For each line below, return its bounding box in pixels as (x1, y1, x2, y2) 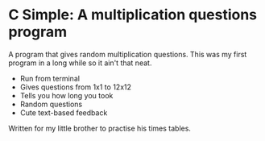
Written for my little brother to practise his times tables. (8, 123, 192, 133)
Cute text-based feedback (19, 107, 108, 118)
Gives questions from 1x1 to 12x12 (19, 82, 131, 92)
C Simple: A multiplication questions (8, 6, 258, 24)
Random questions (19, 99, 83, 109)
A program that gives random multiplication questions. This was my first (8, 49, 247, 59)
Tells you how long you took (19, 90, 114, 100)
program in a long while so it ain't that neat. (8, 58, 152, 68)
